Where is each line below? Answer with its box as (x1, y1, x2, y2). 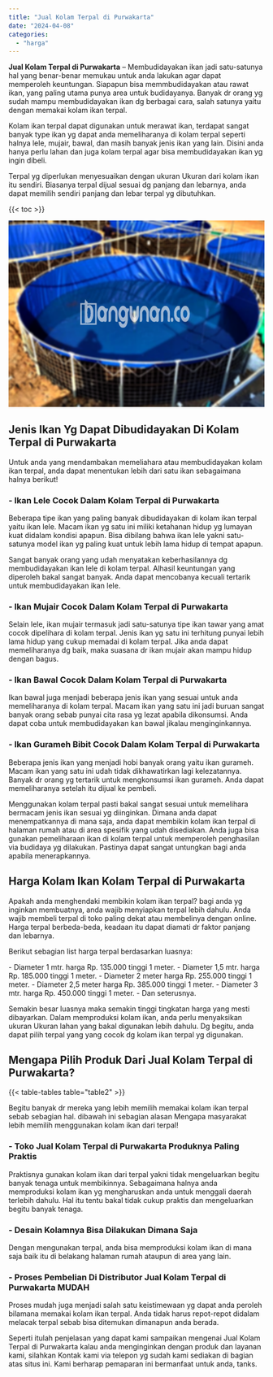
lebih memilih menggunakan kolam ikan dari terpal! (8, 1120, 179, 1130)
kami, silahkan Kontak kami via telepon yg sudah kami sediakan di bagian (8, 1350, 253, 1361)
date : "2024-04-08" (8, 21, 75, 30)
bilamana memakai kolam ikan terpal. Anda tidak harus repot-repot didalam (8, 1309, 260, 1318)
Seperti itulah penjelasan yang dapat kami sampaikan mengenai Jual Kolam (8, 1333, 261, 1343)
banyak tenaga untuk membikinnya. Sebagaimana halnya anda (8, 1178, 218, 1188)
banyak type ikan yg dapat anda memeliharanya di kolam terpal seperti (8, 130, 246, 140)
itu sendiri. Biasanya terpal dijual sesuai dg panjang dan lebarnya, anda (8, 180, 246, 190)
